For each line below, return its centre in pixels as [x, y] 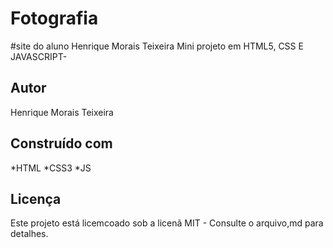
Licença [36, 198]
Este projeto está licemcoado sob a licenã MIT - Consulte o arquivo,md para [167, 223]
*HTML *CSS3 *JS [51, 168]
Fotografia [54, 18]
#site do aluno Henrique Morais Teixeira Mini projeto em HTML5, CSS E [157, 46]
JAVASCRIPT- [39, 56]
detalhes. [29, 234]
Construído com [61, 143]
